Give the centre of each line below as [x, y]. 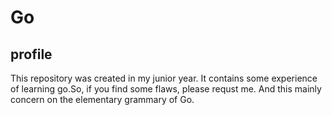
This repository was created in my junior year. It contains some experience [164, 78]
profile [31, 54]
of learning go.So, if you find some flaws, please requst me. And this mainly [166, 89]
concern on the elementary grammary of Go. [102, 99]
